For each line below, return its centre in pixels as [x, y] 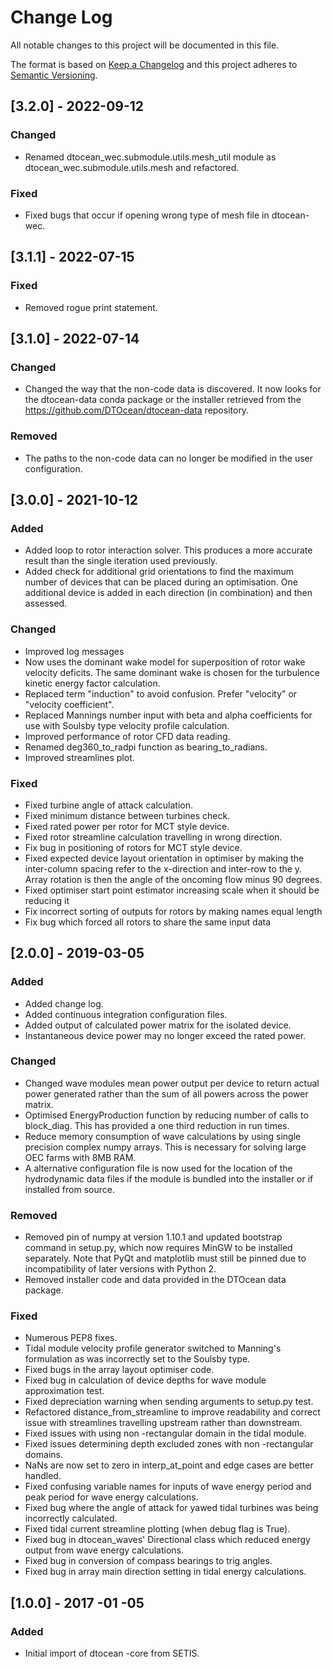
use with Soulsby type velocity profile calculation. [127, 725]
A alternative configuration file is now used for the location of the [158, 1168]
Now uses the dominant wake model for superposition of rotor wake [165, 662]
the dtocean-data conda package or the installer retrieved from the [163, 400]
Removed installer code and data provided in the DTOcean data [155, 1280]
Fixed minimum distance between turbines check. [127, 815]
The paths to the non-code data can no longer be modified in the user [169, 458]
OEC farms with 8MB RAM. [80, 1157]
